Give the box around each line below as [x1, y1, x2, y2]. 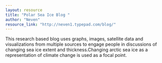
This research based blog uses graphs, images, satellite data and [5, 36, 143, 42]
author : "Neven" [5, 17, 40, 22]
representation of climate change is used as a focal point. [5, 52, 127, 58]
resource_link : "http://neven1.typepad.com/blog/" [5, 22, 116, 27]
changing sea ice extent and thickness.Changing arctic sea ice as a [5, 47, 148, 53]
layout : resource [5, 7, 43, 13]
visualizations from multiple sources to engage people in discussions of [5, 41, 157, 48]
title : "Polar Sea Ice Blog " [5, 12, 70, 17]
